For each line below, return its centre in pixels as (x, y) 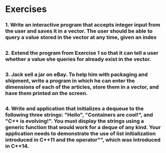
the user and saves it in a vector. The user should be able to (79, 31)
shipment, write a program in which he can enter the (70, 80)
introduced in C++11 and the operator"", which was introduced (83, 140)
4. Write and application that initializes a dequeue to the (74, 108)
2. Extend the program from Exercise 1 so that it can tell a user (82, 52)
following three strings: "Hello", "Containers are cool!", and (79, 115)
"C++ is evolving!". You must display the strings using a (75, 121)
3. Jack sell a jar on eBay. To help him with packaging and (76, 74)
